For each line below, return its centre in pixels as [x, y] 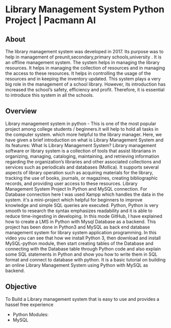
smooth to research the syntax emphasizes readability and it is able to [79, 211]
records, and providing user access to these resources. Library [71, 183]
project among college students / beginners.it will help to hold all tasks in [82, 129]
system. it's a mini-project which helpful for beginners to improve [74, 200]
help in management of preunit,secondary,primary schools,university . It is [83, 57]
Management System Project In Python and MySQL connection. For [76, 189]
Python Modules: [31, 314]
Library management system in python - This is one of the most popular [81, 124]
